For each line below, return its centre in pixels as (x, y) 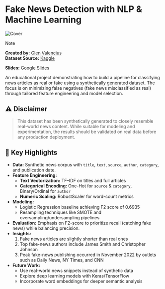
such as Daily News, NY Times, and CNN (62, 260)
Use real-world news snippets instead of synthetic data (76, 271)
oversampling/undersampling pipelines (60, 217)
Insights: (22, 233)
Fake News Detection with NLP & (74, 9)
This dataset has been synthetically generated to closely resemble (85, 121)
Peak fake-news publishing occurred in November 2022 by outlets (88, 255)
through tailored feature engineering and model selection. (64, 93)
